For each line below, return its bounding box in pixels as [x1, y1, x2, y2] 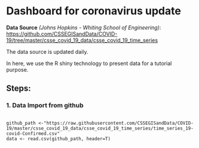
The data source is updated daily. [6, 48, 88, 55]
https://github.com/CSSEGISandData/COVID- [6, 30, 118, 37]
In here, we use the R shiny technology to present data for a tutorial [6, 60, 172, 67]
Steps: [6, 84, 31, 94]
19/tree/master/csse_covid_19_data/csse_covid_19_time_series [6, 36, 158, 44]
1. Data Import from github [6, 101, 84, 110]
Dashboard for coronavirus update [6, 4, 181, 18]
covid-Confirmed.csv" [6, 130, 60, 137]
